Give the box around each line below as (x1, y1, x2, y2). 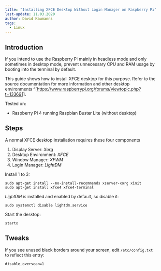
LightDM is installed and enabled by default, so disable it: (5, 193, 119, 199)
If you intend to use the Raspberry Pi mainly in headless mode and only (5, 56, 147, 62)
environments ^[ (5, 86, 37, 92)
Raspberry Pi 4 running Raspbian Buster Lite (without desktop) (12, 110, 137, 116)
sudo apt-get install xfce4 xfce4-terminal (5, 185, 94, 190)
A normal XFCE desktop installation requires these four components (5, 137, 140, 143)
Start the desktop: (5, 211, 41, 217)
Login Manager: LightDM (12, 162, 62, 168)
